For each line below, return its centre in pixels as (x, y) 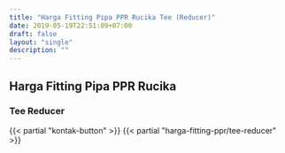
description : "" (39, 50)
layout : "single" (41, 42)
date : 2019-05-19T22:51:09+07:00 (71, 26)
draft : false (33, 34)
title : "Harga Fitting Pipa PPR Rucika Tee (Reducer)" (112, 17)
